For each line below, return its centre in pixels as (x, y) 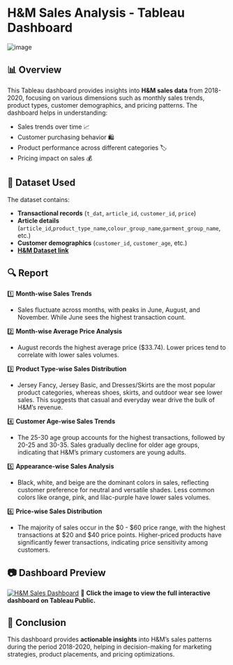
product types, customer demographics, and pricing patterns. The (102, 105)
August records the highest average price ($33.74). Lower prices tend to (122, 348)
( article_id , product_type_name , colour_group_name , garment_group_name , (119, 228)
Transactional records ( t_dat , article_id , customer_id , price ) (107, 213)
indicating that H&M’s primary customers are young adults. (102, 452)
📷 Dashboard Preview (57, 572)
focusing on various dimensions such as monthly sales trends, (115, 98)
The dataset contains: (38, 199)
